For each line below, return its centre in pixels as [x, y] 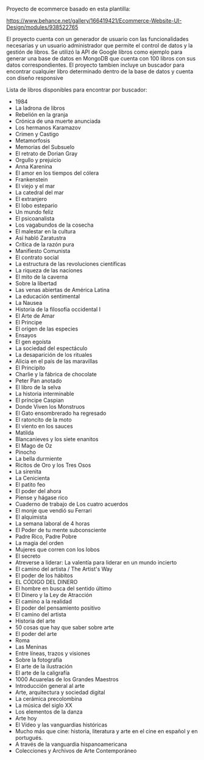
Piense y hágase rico [41, 498]
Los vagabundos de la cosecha [54, 225]
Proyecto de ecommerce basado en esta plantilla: [69, 9]
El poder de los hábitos [44, 575]
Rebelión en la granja [41, 115]
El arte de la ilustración [44, 666]
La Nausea [29, 303]
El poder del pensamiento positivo [58, 608]
